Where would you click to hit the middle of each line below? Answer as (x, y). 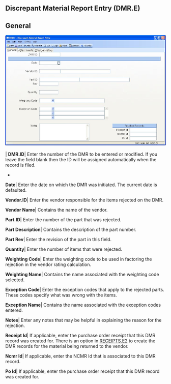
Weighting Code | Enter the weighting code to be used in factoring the (79, 259)
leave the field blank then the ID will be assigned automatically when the (81, 159)
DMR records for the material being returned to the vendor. (67, 346)
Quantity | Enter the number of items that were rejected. (64, 249)
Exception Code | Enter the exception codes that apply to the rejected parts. (85, 289)
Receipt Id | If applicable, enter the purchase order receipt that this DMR (80, 335)
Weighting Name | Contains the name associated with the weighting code (82, 274)
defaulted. (16, 190)
